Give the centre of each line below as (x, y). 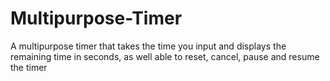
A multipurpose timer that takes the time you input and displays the (148, 46)
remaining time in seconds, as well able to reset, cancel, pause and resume (165, 56)
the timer (29, 67)
